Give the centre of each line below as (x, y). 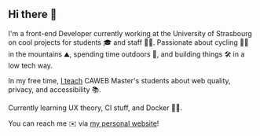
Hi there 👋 (33, 15)
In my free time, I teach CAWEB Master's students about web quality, (119, 80)
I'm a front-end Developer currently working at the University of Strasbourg (130, 33)
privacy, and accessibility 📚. (55, 89)
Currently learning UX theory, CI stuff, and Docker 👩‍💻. (95, 108)
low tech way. (31, 65)
